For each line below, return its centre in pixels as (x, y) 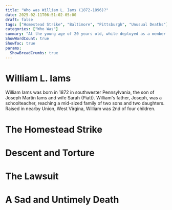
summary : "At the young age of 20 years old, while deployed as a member (86, 34)
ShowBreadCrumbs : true (34, 53)
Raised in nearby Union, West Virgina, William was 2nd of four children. (80, 109)
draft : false (19, 19)
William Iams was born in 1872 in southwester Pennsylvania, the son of (80, 92)
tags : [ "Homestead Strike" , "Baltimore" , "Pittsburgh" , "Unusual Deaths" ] (87, 24)
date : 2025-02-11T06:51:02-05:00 (41, 15)
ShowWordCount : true (27, 39)
